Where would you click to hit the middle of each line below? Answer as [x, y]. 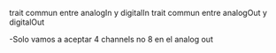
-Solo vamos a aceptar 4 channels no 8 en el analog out [111, 39]
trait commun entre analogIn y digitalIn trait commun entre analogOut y [138, 13]
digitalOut [27, 22]
